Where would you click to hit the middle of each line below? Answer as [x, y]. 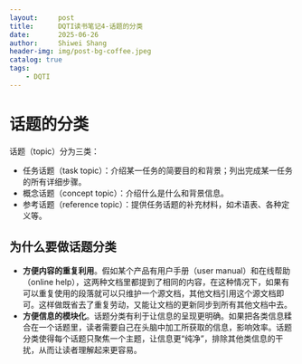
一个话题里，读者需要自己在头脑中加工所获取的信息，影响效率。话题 [165, 327]
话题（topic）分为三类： [54, 151]
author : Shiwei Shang [58, 43]
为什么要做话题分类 [63, 247]
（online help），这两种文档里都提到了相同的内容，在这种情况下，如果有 [156, 282]
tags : [19, 69]
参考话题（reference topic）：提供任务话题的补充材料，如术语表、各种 [152, 204]
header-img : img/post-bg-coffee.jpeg [80, 52]
